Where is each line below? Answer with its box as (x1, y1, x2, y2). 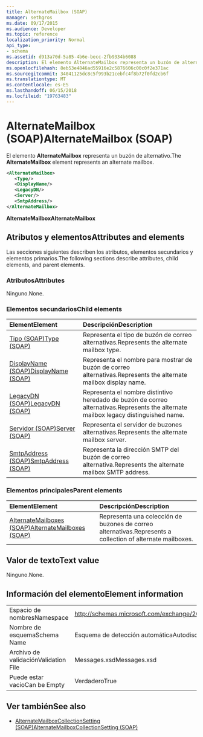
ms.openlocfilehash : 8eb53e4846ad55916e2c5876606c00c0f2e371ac (6, 65, 169, 71)
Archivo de (9, 648, 40, 657)
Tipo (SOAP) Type (9, 335, 59, 343)
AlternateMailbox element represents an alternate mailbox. (6, 158, 154, 166)
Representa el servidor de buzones (82, 420, 182, 429)
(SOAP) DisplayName (9, 367, 68, 375)
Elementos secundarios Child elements (6, 304, 123, 313)
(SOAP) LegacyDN (9, 399, 60, 408)
